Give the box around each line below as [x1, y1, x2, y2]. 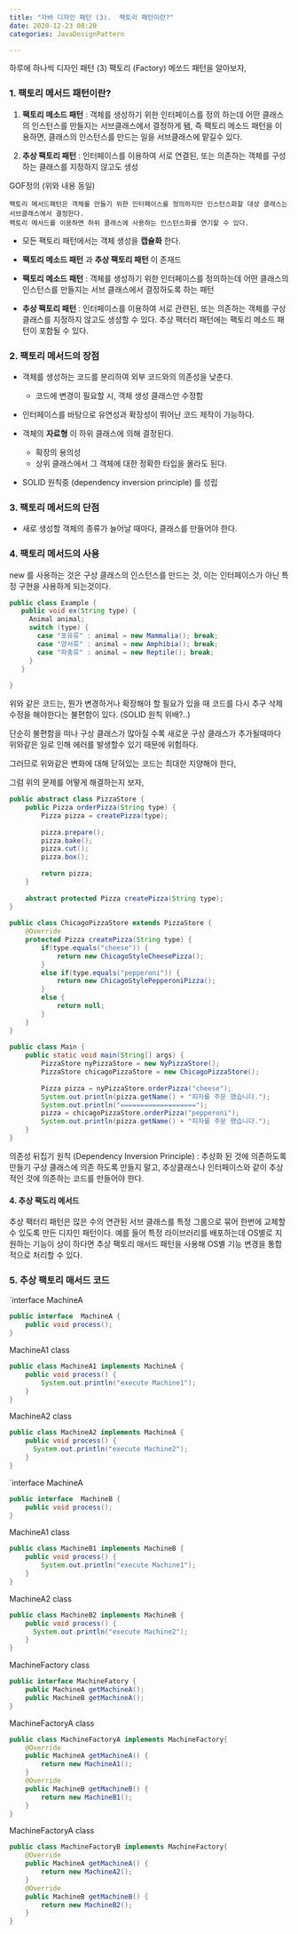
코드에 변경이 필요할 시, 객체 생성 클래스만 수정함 [35, 390, 204, 401]
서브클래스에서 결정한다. [9, 209, 84, 218]
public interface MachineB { [9, 1494, 122, 1503]
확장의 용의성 [35, 446, 82, 458]
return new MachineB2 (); [41, 1900, 133, 1909]
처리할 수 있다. [32, 1250, 82, 1260]
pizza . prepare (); [41, 827, 105, 836]
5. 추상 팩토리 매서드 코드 [9, 1275, 110, 1287]
